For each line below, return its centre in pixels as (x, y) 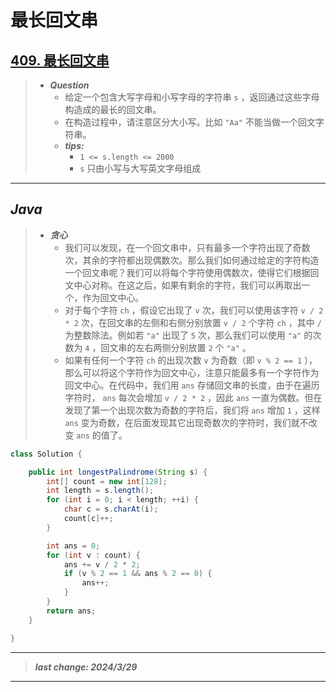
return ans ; (71, 611)
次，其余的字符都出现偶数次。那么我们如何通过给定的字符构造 (192, 260)
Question (69, 85)
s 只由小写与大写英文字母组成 (140, 168)
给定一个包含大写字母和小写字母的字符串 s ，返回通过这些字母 (192, 97)
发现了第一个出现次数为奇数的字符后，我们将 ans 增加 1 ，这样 (192, 410)
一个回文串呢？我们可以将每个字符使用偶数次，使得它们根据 (187, 272)
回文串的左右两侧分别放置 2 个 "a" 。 (176, 347)
